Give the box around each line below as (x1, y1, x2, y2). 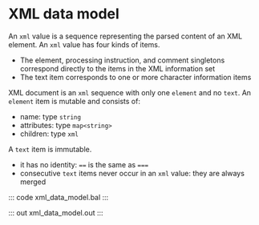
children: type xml (19, 129, 79, 139)
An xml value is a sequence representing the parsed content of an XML (8, 31, 243, 41)
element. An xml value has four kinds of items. (8, 39, 160, 49)
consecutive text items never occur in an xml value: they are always (19, 168, 245, 178)
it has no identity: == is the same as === (19, 159, 149, 169)
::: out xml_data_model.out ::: (8, 207, 103, 217)
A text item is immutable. (8, 144, 92, 154)
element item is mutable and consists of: (8, 96, 140, 106)
